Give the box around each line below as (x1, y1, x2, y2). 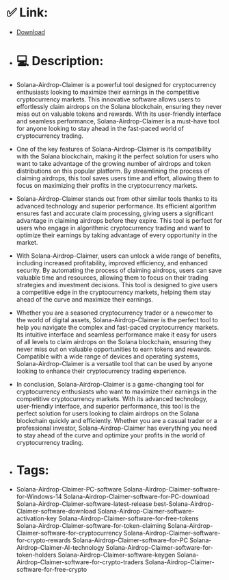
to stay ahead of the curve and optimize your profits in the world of (16, 431, 206, 439)
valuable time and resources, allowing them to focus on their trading (16, 273, 208, 282)
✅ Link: (6, 5, 49, 21)
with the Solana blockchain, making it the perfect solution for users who (16, 152, 219, 160)
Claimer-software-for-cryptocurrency (16, 529, 122, 537)
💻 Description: (16, 53, 104, 69)
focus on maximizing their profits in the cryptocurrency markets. (16, 181, 198, 189)
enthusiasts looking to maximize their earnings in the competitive (16, 88, 200, 96)
